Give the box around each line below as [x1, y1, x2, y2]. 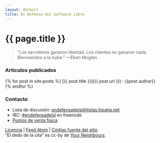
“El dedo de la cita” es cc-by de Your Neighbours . [5, 132, 106, 138]
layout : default [5, 7, 38, 12]
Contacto [5, 96, 28, 103]
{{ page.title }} [5, 33, 66, 44]
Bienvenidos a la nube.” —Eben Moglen [17, 55, 97, 61]
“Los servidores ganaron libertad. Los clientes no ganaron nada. [17, 49, 148, 55]
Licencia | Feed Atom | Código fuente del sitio [5, 127, 98, 133]
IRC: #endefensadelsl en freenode [12, 112, 82, 118]
